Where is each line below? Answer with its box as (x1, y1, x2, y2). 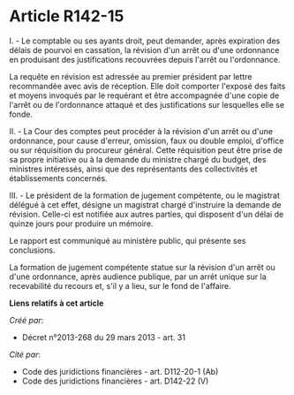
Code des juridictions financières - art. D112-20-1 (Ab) (21, 366, 219, 376)
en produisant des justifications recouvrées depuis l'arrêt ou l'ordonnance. (9, 54, 281, 65)
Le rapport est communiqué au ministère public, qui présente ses (9, 235, 246, 246)
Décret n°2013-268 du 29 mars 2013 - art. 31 (21, 331, 185, 342)
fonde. (9, 109, 34, 119)
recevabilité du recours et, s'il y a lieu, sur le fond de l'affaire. (9, 280, 231, 291)
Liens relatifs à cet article (9, 298, 104, 308)
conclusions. (9, 245, 56, 255)
